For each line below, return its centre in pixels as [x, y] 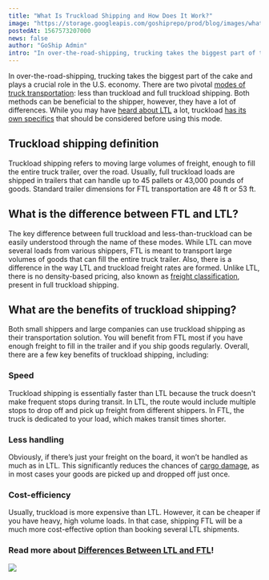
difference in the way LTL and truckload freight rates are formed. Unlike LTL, [134, 268]
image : [19, 23]
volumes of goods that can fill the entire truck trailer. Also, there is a [120, 259]
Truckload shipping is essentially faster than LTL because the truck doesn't [132, 393]
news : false [28, 38]
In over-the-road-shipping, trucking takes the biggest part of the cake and [131, 76]
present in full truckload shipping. [64, 284]
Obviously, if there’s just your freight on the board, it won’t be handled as [128, 457]
